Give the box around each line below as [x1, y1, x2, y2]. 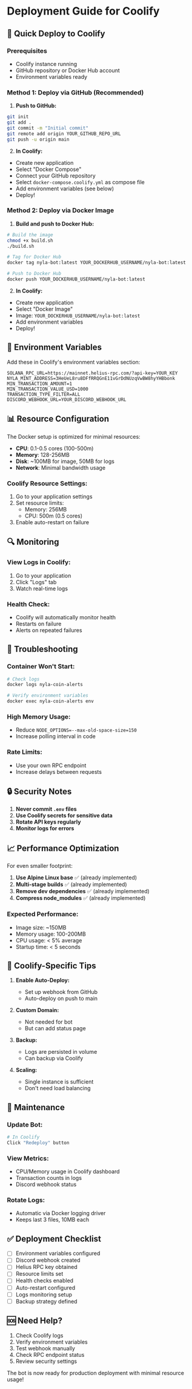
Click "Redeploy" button [7, 1139, 70, 1146]
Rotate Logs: [7, 1196, 45, 1204]
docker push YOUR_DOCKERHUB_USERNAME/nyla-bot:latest [7, 276, 146, 282]
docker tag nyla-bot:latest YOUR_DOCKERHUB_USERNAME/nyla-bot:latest [7, 259, 187, 266]
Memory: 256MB [24, 505, 67, 513]
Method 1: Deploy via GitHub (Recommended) [7, 88, 144, 96]
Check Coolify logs [15, 1331, 64, 1339]
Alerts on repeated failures [15, 626, 82, 634]
